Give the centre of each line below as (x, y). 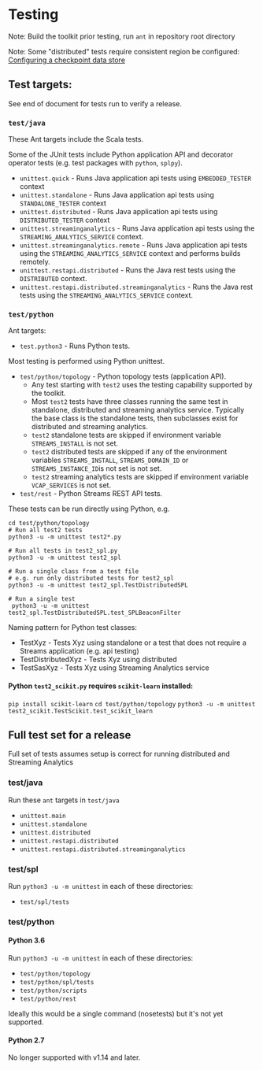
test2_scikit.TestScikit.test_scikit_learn (81, 711)
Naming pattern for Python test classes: (73, 628)
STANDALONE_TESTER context (63, 203)
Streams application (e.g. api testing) (79, 651)
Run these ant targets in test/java (64, 800)
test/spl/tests (44, 902)
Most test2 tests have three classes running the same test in (130, 402)
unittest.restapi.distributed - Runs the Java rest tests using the (128, 270)
